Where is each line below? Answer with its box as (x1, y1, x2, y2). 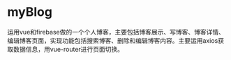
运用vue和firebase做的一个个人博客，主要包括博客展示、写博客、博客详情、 (7, 28, 225, 36)
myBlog (7, 4, 52, 20)
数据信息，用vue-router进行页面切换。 (13, 45, 124, 53)
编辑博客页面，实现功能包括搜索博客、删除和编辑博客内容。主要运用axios (7, 36, 218, 45)
